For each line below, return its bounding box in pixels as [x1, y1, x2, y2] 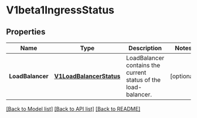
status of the [125, 76, 161, 84]
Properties [6, 27, 46, 37]
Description [128, 44, 162, 52]
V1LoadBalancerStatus [54, 72, 121, 80]
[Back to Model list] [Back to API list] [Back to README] [6, 106, 141, 112]
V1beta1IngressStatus [6, 4, 115, 17]
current [125, 68, 147, 77]
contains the [125, 61, 160, 69]
